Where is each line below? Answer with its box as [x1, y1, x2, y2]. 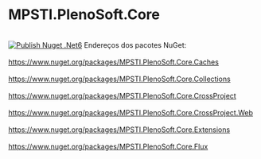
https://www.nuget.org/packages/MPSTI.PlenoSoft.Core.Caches [8, 57, 219, 67]
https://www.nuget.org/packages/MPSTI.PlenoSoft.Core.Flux [8, 142, 208, 151]
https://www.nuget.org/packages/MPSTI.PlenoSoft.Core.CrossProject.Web [8, 107, 253, 117]
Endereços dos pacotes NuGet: [84, 40, 187, 49]
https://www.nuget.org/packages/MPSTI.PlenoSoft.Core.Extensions [8, 125, 231, 134]
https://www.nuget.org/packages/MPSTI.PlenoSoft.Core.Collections [8, 74, 231, 83]
